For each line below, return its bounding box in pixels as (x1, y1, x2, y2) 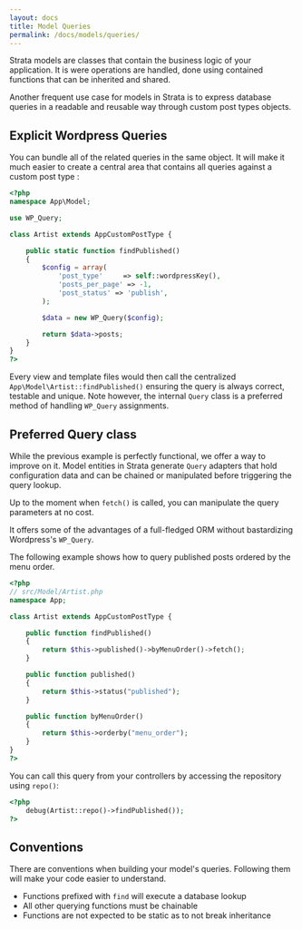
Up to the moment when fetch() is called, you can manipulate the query (9, 497, 279, 508)
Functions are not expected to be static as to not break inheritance (22, 910, 272, 921)
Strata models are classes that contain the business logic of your (9, 55, 252, 66)
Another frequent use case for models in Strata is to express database (9, 92, 272, 103)
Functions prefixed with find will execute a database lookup (22, 891, 247, 902)
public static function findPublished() (25, 246, 180, 255)
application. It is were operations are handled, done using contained (9, 64, 264, 75)
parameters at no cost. (9, 507, 94, 517)
